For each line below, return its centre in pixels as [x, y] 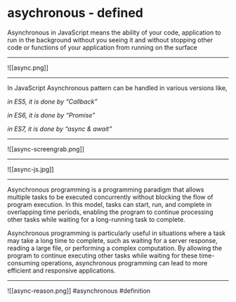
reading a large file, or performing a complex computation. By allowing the [115, 248]
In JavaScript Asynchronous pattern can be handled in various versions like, [117, 88]
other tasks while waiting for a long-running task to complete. [96, 219]
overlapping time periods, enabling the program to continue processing [110, 212]
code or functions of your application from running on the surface [103, 47]
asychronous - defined [76, 13]
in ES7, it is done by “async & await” [60, 129]
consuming [24, 263]
